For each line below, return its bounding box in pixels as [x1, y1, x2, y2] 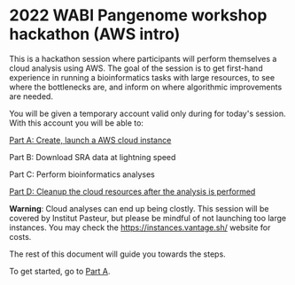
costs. [9, 231, 32, 242]
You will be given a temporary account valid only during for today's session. [9, 108, 286, 119]
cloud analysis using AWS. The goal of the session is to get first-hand [9, 63, 263, 73]
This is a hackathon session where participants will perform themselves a [9, 53, 277, 64]
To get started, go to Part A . [9, 266, 111, 276]
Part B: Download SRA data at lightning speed [9, 151, 176, 162]
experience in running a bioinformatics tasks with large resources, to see [9, 72, 276, 82]
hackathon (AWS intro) [9, 24, 181, 44]
